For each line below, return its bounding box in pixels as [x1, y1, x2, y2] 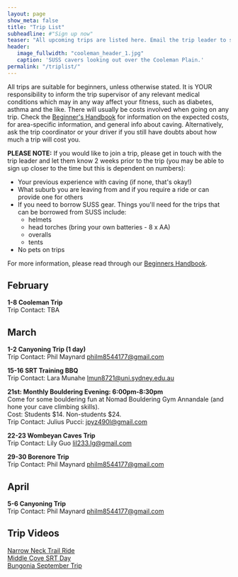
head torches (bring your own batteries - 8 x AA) [28, 222, 171, 231]
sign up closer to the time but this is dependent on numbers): [7, 164, 186, 172]
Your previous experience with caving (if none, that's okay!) [17, 178, 193, 186]
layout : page [7, 10, 46, 18]
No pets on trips [17, 245, 65, 253]
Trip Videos [7, 527, 60, 539]
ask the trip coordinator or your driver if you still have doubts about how [7, 127, 217, 136]
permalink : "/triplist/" [7, 63, 81, 70]
